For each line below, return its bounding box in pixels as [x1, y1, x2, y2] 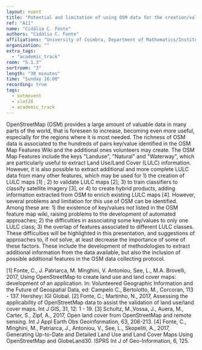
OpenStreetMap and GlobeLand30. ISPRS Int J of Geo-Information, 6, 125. [6, 337, 189, 344]
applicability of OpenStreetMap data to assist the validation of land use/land [6, 299, 194, 306]
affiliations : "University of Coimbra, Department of [6, 37, 144, 43]
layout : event [6, 8, 42, 15]
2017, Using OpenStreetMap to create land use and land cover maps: [6, 273, 176, 280]
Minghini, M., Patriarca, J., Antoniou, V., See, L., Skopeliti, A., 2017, [6, 324, 170, 331]
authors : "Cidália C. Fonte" [6, 31, 79, 37]
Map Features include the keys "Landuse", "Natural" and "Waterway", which [6, 152, 195, 160]
